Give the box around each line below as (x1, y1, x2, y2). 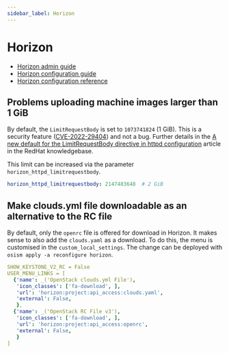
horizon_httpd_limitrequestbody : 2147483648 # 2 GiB (7, 181, 164, 188)
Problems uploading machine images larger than (7, 96, 219, 108)
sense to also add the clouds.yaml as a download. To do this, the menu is (7, 236, 213, 244)
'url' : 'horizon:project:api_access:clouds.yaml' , (16, 289, 164, 296)
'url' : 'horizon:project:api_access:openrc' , (16, 321, 148, 328)
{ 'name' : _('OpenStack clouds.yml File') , (13, 276, 136, 283)
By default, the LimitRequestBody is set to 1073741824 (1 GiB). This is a (7, 125, 202, 133)
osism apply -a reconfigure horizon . (7, 250, 113, 259)
